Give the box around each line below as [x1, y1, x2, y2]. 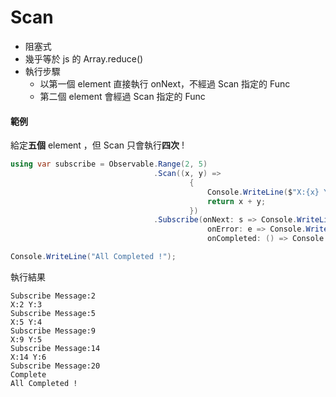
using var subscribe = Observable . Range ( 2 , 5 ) [10, 159, 208, 170]
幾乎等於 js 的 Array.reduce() [24, 52, 144, 65]
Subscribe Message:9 [10, 326, 97, 336]
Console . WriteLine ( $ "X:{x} [206, 187, 320, 197]
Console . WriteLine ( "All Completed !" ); [10, 252, 177, 262]
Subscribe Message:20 [10, 361, 101, 371]
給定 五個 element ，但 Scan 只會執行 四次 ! [10, 139, 185, 151]
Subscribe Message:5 [10, 308, 97, 318]
